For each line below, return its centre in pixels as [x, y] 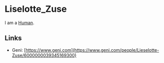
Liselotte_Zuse [36, 9]
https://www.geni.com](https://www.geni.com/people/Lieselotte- [92, 50]
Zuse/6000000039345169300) [44, 55]
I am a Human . [19, 23]
